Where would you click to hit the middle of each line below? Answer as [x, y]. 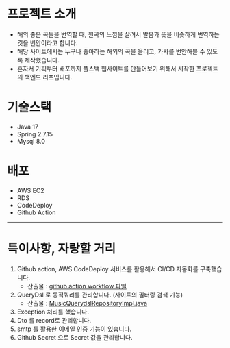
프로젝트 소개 [42, 14]
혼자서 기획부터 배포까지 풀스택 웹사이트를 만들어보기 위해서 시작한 [106, 69]
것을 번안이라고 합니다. [47, 42]
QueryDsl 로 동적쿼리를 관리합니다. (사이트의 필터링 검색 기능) [100, 295]
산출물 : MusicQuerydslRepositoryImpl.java [87, 303]
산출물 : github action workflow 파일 [77, 286]
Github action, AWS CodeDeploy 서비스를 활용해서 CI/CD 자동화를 [107, 269]
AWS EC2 [30, 190]
